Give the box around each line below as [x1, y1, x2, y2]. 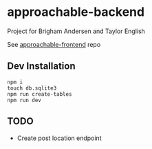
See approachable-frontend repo [7, 40, 101, 48]
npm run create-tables [7, 90, 72, 97]
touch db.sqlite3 [7, 84, 57, 92]
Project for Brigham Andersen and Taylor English [7, 27, 146, 35]
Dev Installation [7, 60, 76, 72]
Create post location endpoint [17, 134, 102, 142]
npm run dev [7, 97, 41, 103]
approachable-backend [7, 4, 145, 20]
